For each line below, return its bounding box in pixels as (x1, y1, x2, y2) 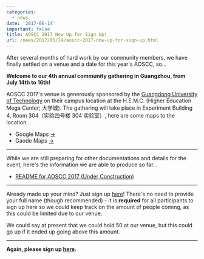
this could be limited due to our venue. (6, 210, 103, 217)
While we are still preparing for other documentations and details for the (6, 155, 187, 161)
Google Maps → (15, 130, 56, 138)
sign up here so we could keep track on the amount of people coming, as (6, 204, 189, 210)
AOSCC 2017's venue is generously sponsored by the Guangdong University (6, 91, 198, 98)
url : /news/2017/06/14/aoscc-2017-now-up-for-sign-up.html (6, 37, 159, 43)
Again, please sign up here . (6, 246, 77, 253)
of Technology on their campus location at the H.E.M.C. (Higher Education (6, 97, 192, 104)
